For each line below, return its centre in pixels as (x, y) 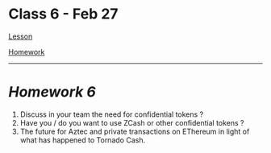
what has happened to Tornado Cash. (83, 140)
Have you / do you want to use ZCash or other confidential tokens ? (132, 122)
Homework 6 (52, 92)
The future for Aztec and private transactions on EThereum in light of (135, 131)
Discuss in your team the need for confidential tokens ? (112, 114)
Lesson (21, 36)
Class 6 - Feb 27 (63, 14)
